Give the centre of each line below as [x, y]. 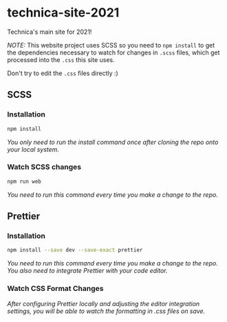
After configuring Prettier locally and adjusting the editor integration [104, 303]
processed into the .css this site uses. [61, 59]
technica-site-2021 [63, 13]
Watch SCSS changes [44, 167]
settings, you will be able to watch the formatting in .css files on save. [106, 311]
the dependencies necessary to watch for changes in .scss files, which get [113, 52]
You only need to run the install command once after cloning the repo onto [113, 142]
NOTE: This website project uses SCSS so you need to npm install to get [111, 45]
